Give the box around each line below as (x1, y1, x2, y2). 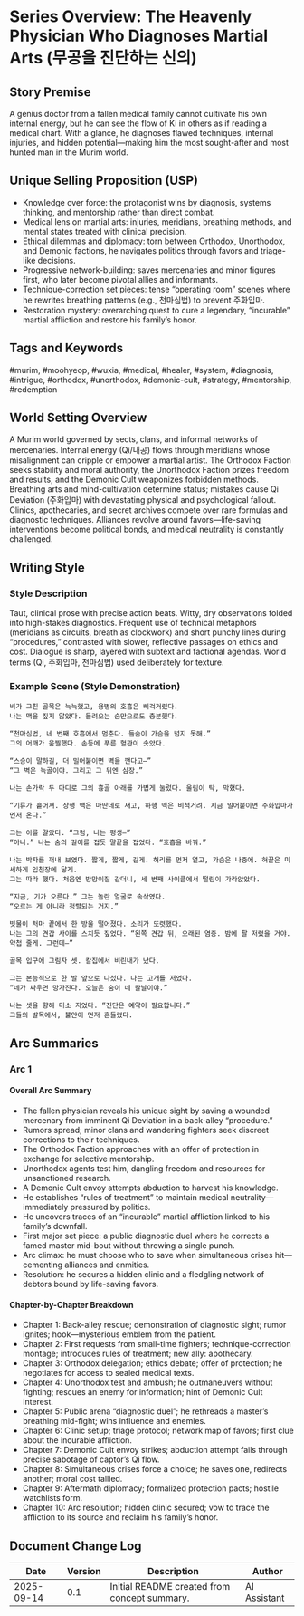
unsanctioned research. (22, 1172, 111, 1183)
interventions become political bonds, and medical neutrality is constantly (9, 524, 285, 535)
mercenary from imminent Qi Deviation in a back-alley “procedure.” (22, 1114, 273, 1125)
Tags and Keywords (9, 341, 124, 356)
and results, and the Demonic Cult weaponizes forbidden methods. (9, 474, 260, 486)
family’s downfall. (22, 1220, 88, 1231)
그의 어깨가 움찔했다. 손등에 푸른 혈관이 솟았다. (9, 739, 166, 748)
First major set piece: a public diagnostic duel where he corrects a (22, 1230, 270, 1241)
